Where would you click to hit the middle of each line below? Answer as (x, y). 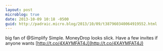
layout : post (19, 10)
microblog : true (22, 14)
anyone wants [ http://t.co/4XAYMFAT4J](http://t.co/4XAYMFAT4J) (74, 43)
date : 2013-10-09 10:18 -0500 (37, 19)
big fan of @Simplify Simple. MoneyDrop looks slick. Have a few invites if (81, 38)
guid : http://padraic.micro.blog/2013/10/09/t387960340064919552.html (81, 24)
